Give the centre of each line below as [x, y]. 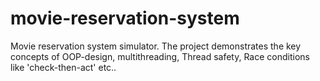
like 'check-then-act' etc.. [63, 67]
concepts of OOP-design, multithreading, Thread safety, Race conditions [160, 56]
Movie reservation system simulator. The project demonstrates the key [156, 46]
